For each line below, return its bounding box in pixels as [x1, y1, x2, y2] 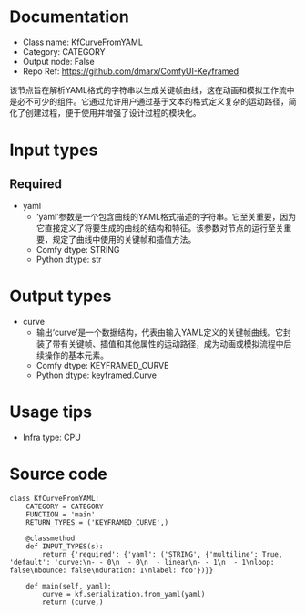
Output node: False [22, 56, 95, 67]
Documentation [9, 6, 130, 27]
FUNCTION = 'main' [25, 509, 96, 519]
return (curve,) [42, 598, 104, 607]
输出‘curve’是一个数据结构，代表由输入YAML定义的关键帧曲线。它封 [36, 327, 291, 338]
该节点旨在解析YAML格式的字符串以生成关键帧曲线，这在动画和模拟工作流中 [9, 84, 295, 95]
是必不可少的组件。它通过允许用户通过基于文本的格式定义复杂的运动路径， [9, 96, 289, 107]
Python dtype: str [36, 254, 102, 265]
